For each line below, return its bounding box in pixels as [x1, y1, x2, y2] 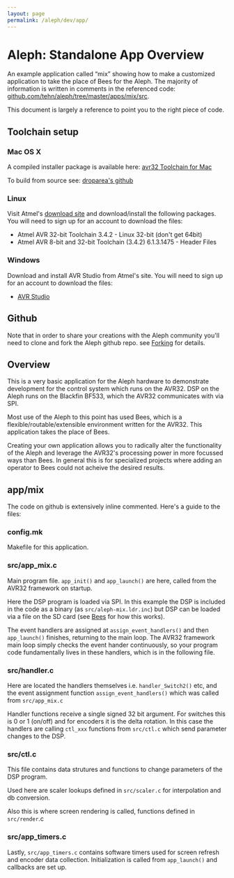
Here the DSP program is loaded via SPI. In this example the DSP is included [7, 597, 226, 606]
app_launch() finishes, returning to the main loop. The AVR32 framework [7, 633, 215, 641]
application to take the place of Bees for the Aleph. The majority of [7, 78, 198, 86]
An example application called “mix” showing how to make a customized [7, 70, 215, 78]
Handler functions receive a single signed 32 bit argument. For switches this [7, 710, 226, 718]
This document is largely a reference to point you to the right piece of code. [7, 105, 224, 114]
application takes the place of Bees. [7, 427, 110, 437]
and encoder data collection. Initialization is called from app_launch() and [7, 855, 217, 863]
